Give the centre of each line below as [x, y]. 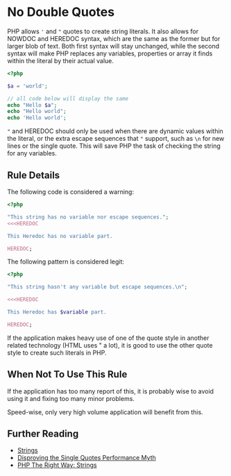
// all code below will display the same [68, 99]
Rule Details [34, 175]
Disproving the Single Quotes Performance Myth [86, 458]
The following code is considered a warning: [70, 192]
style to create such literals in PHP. [57, 352]
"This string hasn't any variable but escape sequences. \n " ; [97, 287]
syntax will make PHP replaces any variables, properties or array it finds [110, 53]
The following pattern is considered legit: [66, 262]
